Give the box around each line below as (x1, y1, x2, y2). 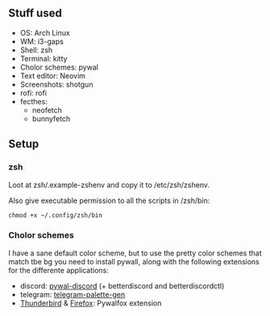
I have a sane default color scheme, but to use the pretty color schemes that (8, 248, 262, 258)
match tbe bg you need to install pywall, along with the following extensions (8, 256, 260, 266)
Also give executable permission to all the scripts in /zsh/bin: (8, 196, 210, 205)
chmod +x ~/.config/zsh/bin (8, 211, 103, 219)
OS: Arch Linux (19, 27, 70, 37)
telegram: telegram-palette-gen (19, 289, 126, 299)
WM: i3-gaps (19, 36, 64, 46)
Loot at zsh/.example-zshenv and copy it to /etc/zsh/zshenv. (8, 179, 210, 189)
